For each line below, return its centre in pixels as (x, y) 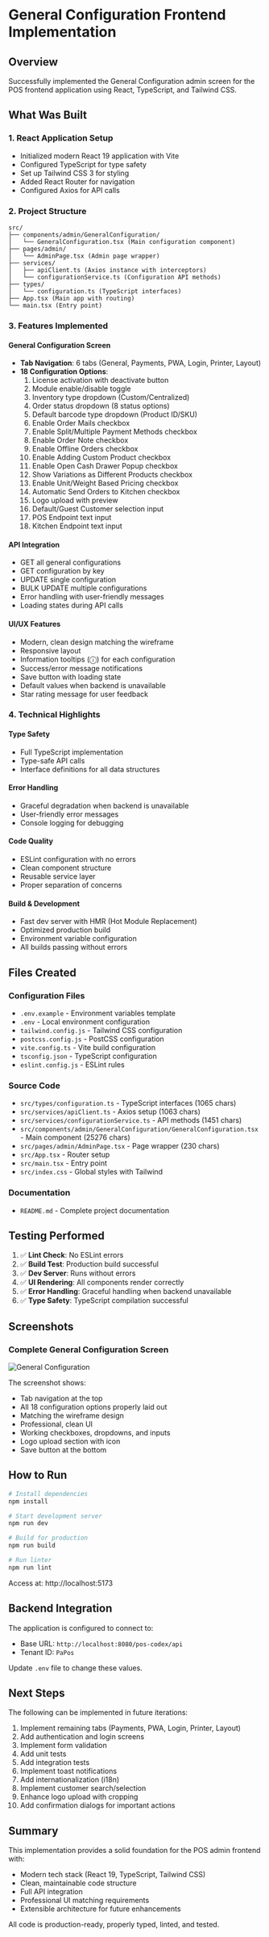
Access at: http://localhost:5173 (61, 1583)
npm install (28, 1501)
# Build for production (48, 1538)
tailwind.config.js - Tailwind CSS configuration (101, 1030)
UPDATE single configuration (68, 580)
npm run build (32, 1546)
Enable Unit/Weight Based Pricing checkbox (105, 483)
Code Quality (31, 841)
